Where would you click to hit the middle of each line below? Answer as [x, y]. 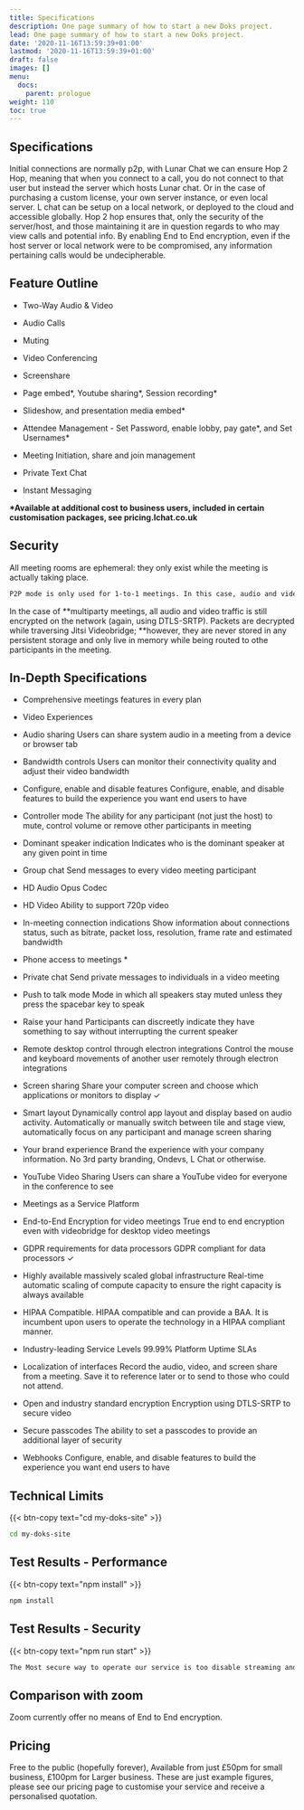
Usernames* [46, 437]
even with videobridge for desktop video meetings [116, 1231]
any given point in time [65, 853]
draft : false [34, 60]
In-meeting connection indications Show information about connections [156, 923]
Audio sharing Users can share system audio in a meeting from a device [157, 734]
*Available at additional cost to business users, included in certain [137, 507]
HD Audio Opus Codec [65, 888]
